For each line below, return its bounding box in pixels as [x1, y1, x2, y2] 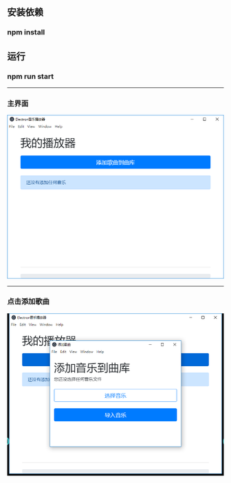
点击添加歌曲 [7, 297, 50, 306]
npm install [7, 27, 45, 37]
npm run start [7, 71, 54, 81]
